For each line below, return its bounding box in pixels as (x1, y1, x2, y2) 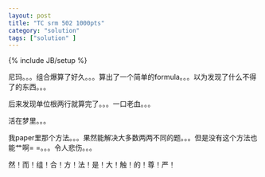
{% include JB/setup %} (8, 56, 88, 65)
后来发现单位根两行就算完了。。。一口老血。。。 (8, 99, 155, 108)
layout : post (8, 11, 52, 20)
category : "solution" (8, 26, 80, 34)
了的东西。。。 (8, 82, 50, 92)
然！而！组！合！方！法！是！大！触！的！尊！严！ (8, 160, 176, 170)
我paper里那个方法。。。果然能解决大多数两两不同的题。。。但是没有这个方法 (8, 133, 251, 143)
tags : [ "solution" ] (8, 33, 77, 42)
